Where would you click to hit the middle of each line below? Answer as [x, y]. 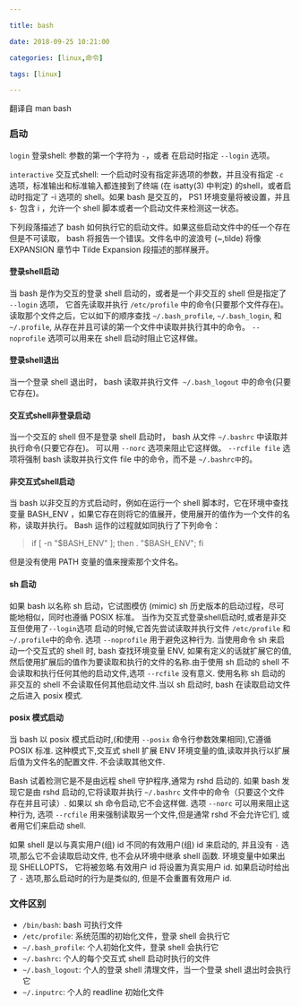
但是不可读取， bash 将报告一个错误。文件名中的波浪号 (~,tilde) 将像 [135, 238]
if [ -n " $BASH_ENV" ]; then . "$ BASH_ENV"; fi [117, 543]
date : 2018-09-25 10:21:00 [60, 41]
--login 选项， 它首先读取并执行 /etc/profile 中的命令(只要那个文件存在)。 [149, 304]
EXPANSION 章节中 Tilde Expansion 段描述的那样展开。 [111, 249]
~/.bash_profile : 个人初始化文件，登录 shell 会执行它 [120, 948]
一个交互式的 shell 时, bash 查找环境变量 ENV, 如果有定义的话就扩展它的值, [154, 650]
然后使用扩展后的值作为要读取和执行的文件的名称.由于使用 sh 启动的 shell [145, 662]
